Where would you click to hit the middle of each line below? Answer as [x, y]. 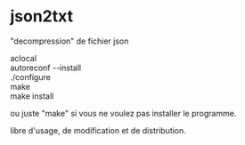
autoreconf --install [46, 68]
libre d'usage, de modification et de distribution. [98, 130]
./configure [31, 77]
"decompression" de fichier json [69, 41]
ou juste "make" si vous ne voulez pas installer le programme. [123, 113]
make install [32, 96]
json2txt [42, 16]
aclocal [24, 58]
